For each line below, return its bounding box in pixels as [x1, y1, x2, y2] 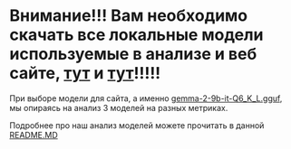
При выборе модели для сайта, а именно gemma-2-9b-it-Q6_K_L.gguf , [9, 92, 283, 104]
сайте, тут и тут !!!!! [9, 63, 161, 84]
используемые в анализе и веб [9, 44, 257, 64]
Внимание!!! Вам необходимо [9, 5, 247, 26]
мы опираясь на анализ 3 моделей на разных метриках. [9, 102, 228, 113]
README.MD [9, 129, 59, 140]
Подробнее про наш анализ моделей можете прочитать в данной [9, 119, 265, 131]
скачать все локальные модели [9, 24, 264, 45]
